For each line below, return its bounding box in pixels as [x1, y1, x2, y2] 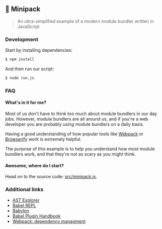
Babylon [12, 208, 30, 214]
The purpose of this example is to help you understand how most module [5, 145, 155, 152]
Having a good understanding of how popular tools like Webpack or [5, 130, 144, 137]
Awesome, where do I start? [5, 162, 64, 168]
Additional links [5, 186, 44, 193]
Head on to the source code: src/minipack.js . [5, 174, 97, 180]
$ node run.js [5, 75, 35, 80]
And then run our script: [5, 66, 54, 72]
